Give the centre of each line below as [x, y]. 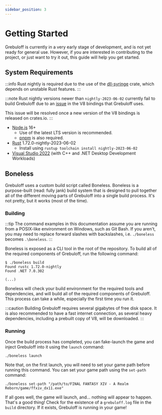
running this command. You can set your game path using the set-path [76, 370]
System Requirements [39, 72]
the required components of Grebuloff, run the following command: [72, 254]
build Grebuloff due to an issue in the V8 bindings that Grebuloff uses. [75, 104]
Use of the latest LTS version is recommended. [66, 133]
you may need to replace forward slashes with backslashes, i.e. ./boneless [80, 234]
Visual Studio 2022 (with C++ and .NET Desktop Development [74, 154]
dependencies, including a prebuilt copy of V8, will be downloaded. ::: [74, 319]
